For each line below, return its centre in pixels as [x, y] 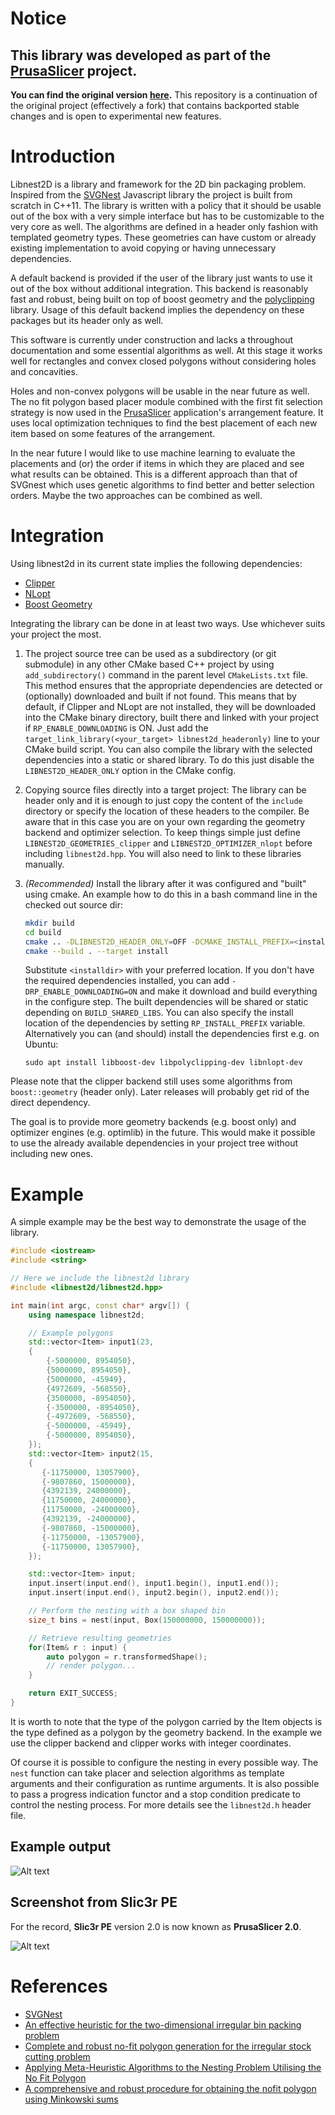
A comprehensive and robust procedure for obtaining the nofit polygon [170, 2088]
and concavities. [44, 371]
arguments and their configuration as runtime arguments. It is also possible [165, 1783]
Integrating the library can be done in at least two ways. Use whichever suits [168, 623]
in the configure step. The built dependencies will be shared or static [166, 1002]
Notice [38, 18]
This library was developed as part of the [141, 55]
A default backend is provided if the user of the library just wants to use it [161, 278]
